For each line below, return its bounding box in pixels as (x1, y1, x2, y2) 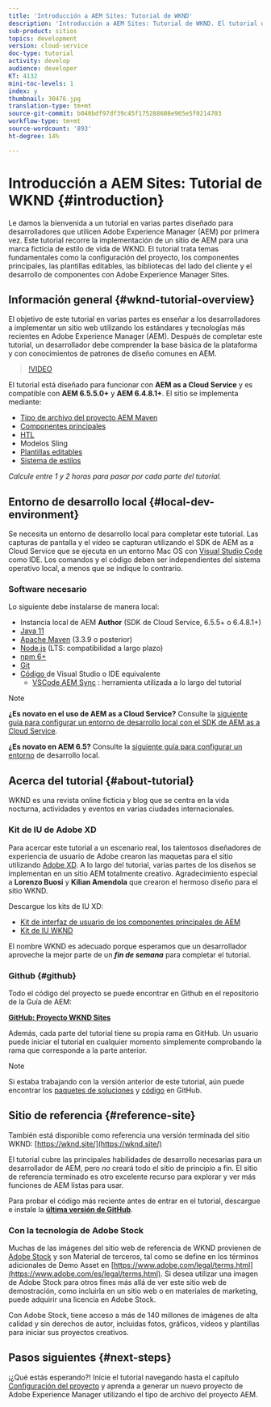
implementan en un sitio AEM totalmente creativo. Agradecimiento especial (8, 868, 258, 878)
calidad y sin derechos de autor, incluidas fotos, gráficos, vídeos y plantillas (8, 1319, 260, 1329)
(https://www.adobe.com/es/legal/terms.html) (8, 1269, 161, 1278)
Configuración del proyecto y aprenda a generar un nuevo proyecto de (8, 1380, 244, 1391)
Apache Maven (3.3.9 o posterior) (19, 635, 133, 644)
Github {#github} (8, 970, 77, 981)
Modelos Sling (19, 438, 69, 449)
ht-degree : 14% (8, 132, 60, 140)
